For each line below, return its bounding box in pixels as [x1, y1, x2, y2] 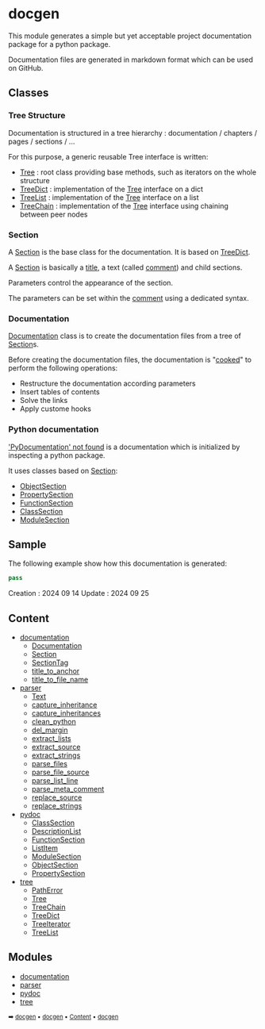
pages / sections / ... [8, 136, 75, 146]
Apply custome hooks [19, 404, 91, 413]
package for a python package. [8, 39, 111, 48]
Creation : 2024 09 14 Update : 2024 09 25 [8, 589, 149, 598]
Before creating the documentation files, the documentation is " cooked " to [8, 355, 252, 365]
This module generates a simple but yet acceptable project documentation [8, 31, 252, 40]
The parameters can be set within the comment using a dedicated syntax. [8, 293, 250, 302]
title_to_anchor [31, 666, 80, 676]
